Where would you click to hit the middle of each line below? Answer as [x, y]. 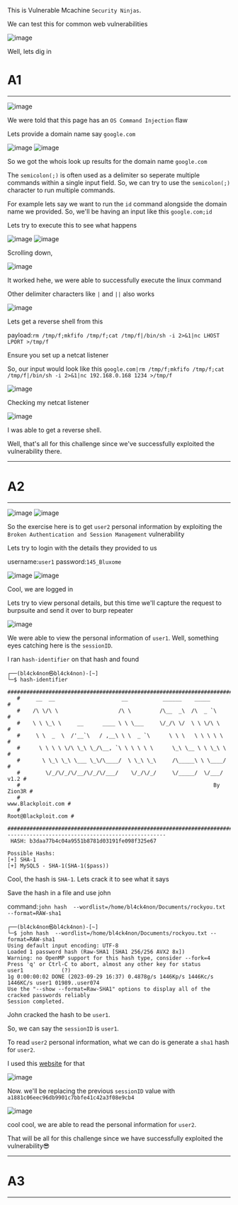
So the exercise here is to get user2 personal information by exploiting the [115, 526]
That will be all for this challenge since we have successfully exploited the [115, 1138]
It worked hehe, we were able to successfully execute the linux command [114, 280]
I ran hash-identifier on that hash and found [73, 659]
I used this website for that [46, 1063]
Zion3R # [20, 791]
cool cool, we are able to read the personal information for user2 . [102, 1124]
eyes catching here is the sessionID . [60, 645]
